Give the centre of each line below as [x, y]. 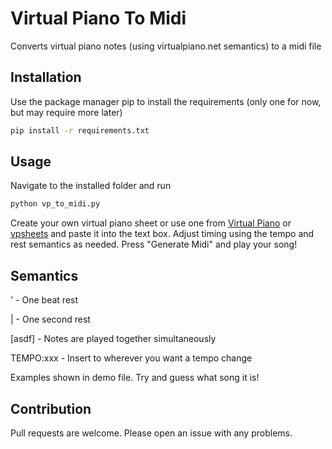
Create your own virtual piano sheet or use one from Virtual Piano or [151, 223]
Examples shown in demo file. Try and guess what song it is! [135, 378]
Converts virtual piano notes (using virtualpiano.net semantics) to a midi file [166, 46]
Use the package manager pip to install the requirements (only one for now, [166, 101]
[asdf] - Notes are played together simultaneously [113, 339]
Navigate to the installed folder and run [91, 186]
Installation [46, 77]
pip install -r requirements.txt [80, 130]
